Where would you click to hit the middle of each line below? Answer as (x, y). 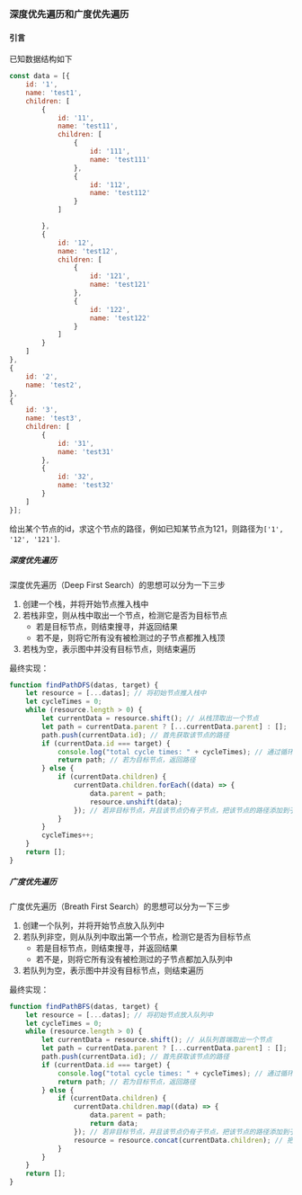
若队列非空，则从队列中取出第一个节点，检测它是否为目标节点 (137, 936)
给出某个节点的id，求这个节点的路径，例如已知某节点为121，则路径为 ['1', (147, 529)
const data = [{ (40, 76)
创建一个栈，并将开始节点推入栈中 (85, 603)
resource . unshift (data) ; (136, 802)
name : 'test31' (86, 451)
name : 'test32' (86, 486)
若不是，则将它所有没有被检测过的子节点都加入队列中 (134, 959)
